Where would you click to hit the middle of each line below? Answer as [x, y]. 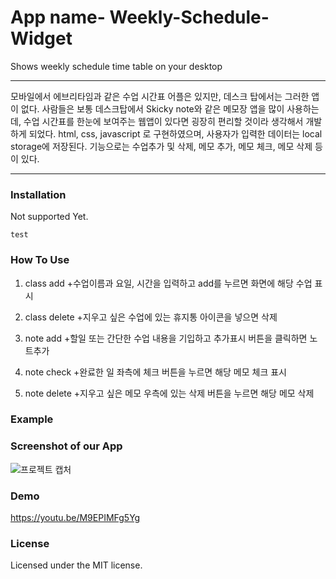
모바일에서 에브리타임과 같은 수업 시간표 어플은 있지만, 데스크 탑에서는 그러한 [160, 96]
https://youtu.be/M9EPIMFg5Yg [75, 518]
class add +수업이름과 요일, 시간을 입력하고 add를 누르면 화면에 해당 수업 [168, 283]
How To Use [40, 260]
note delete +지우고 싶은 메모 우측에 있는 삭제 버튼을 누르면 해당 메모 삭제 [169, 393]
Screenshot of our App [66, 446]
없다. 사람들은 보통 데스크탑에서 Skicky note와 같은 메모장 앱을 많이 [152, 108]
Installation [38, 194]
